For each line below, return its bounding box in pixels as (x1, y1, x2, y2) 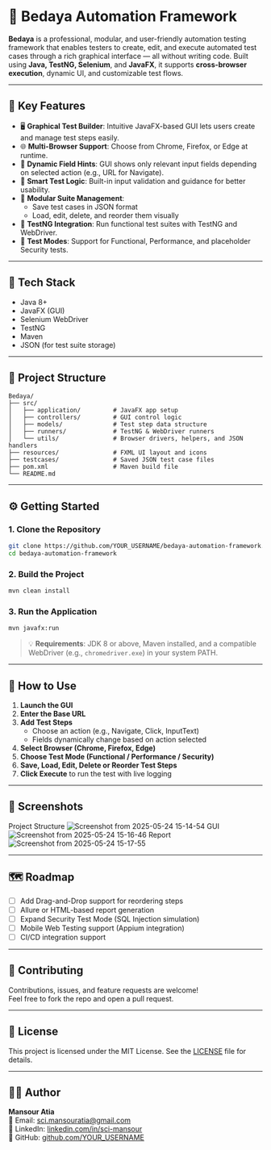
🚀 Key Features (8, 99, 86, 113)
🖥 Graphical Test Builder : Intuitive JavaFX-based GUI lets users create (19, 121, 256, 131)
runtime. (19, 150, 48, 160)
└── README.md (8, 470, 56, 479)
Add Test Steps (19, 717, 73, 727)
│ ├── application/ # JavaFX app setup (8, 407, 179, 415)
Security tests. (19, 245, 69, 254)
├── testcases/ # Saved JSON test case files (8, 456, 215, 464)
